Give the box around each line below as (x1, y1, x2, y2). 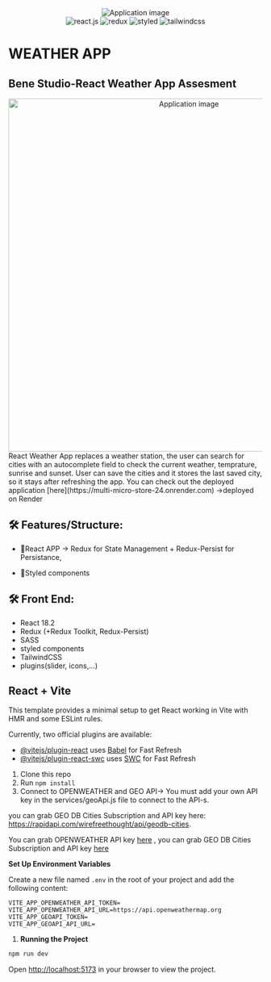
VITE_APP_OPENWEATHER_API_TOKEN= (8, 899, 121, 907)
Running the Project (19, 934, 89, 944)
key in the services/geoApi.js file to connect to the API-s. (19, 795, 210, 805)
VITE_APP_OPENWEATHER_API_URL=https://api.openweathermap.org (8, 906, 222, 914)
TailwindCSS (19, 652, 63, 662)
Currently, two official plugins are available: (8, 729, 152, 739)
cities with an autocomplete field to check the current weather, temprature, (8, 460, 257, 469)
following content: (8, 884, 69, 893)
